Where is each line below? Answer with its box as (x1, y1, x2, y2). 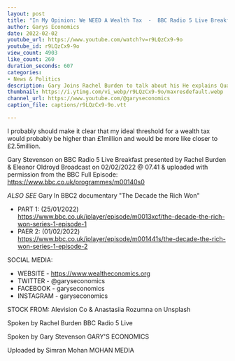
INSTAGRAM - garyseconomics (17, 292, 108, 300)
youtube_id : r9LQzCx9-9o (7, 43, 80, 50)
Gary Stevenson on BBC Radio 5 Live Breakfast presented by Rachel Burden (7, 155, 227, 163)
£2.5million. (7, 142, 41, 150)
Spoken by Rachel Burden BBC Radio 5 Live (7, 318, 133, 327)
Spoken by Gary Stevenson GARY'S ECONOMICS (7, 332, 150, 341)
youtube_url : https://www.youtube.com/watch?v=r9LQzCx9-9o (7, 36, 183, 43)
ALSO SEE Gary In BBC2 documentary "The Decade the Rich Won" (7, 191, 200, 200)
